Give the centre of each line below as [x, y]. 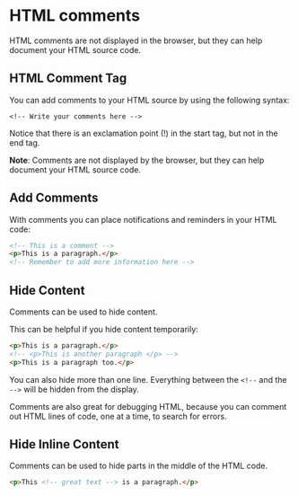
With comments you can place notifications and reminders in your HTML [143, 219]
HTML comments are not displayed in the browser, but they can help [136, 40]
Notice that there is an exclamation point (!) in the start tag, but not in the [144, 133]
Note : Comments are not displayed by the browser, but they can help [137, 160]
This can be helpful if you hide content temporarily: [104, 329]
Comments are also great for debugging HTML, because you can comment [148, 406]
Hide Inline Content [64, 444]
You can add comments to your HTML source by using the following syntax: [149, 100]
